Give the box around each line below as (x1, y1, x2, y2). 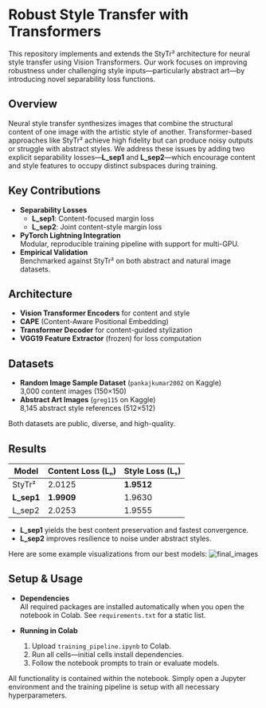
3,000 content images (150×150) (19, 386, 127, 396)
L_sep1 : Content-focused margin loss (31, 213, 155, 223)
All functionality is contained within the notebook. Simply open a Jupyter (8, 673, 246, 683)
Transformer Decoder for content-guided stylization (19, 325, 193, 335)
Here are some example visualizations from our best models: (8, 550, 208, 558)
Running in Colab (19, 625, 78, 635)
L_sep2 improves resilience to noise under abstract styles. (19, 534, 212, 543)
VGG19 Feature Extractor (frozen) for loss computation (19, 334, 201, 343)
